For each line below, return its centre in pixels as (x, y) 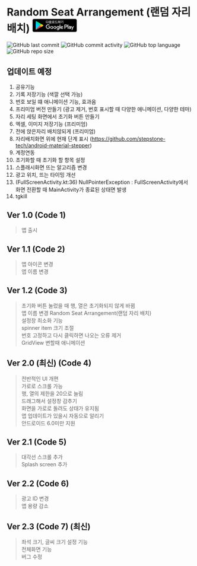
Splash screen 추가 (44, 465)
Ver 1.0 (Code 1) (36, 215)
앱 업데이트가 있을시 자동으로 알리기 (63, 415)
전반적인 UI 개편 (40, 379)
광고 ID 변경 (35, 498)
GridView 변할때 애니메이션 (53, 342)
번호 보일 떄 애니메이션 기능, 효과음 (56, 102)
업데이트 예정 (29, 71)
